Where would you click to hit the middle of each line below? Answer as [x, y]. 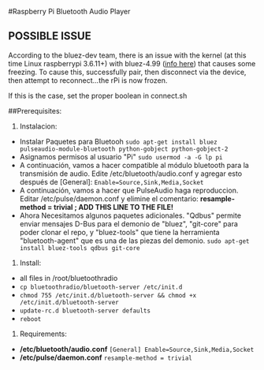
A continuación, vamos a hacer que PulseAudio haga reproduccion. [129, 190]
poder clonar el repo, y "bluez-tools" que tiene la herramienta [119, 232]
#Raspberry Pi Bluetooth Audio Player [69, 11]
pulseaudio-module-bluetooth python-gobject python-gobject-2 [124, 149]
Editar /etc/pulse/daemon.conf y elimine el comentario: [109, 198]
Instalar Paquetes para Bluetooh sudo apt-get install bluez [119, 141]
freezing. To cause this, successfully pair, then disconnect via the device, [127, 72]
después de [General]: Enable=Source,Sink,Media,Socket [112, 181]
